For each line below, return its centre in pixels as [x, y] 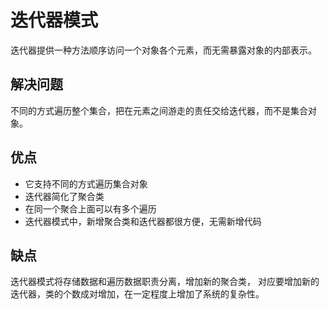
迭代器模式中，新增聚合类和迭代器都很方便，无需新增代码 [143, 221]
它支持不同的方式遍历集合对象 [86, 183]
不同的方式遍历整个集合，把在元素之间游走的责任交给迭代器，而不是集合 [159, 110]
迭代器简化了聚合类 [64, 196]
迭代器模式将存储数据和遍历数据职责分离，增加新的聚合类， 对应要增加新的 [165, 282]
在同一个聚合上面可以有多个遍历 [90, 208]
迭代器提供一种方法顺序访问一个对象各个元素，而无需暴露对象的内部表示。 [163, 50]
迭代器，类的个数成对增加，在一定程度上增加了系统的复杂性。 [137, 294]
